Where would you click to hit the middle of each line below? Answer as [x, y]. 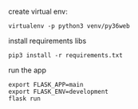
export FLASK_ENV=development [59, 91]
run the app [27, 70]
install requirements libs [47, 41]
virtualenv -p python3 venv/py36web [69, 26]
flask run [25, 99]
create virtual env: [38, 12]
